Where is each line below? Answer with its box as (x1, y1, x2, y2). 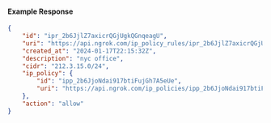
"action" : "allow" (22, 100, 84, 108)
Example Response (7, 6, 74, 16)
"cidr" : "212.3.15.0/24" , (22, 61, 110, 70)
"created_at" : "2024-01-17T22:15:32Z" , (22, 47, 157, 55)
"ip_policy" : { (22, 70, 74, 78)
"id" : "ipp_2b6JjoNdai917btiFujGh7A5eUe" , (36, 77, 182, 85)
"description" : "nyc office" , (22, 54, 125, 62)
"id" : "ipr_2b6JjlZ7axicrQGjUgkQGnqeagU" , (22, 32, 167, 40)
